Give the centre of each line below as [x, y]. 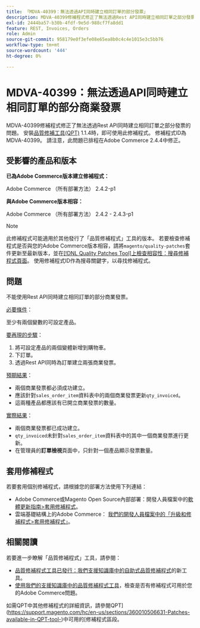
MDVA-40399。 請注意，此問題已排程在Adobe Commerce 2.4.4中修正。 [95, 140]
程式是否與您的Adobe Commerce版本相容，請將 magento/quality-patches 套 [98, 246]
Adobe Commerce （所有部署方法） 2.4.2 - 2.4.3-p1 [70, 214]
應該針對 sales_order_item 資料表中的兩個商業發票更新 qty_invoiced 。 [99, 395]
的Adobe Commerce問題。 [48, 593]
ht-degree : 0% [24, 56]
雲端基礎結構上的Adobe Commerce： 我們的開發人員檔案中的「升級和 [100, 514]
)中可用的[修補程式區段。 [92, 619]
